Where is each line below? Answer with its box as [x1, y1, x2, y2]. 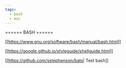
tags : [5, 7, 16, 12]
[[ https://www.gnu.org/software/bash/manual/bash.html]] [5, 39, 121, 45]
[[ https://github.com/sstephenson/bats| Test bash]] [5, 58, 109, 64]
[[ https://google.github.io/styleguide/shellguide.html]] [5, 48, 113, 54]
